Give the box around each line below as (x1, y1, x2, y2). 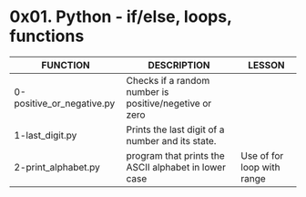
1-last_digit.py (14, 129, 77, 141)
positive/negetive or (126, 97, 212, 109)
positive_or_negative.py (14, 97, 116, 109)
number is (126, 85, 169, 98)
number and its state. (126, 134, 217, 147)
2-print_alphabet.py (14, 161, 100, 173)
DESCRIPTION (148, 58, 210, 71)
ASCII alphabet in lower (126, 161, 226, 173)
